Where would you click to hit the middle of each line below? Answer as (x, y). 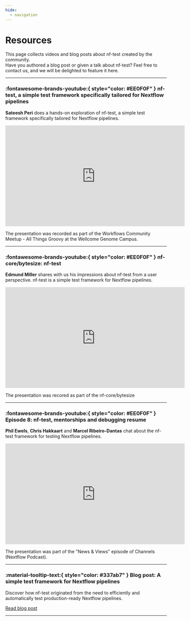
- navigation (24, 15)
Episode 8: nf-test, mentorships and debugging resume (76, 420)
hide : (11, 10)
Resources (29, 40)
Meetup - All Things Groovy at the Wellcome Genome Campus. (72, 239)
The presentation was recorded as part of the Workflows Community (78, 233)
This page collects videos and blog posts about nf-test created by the (79, 54)
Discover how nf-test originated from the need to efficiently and (72, 593)
